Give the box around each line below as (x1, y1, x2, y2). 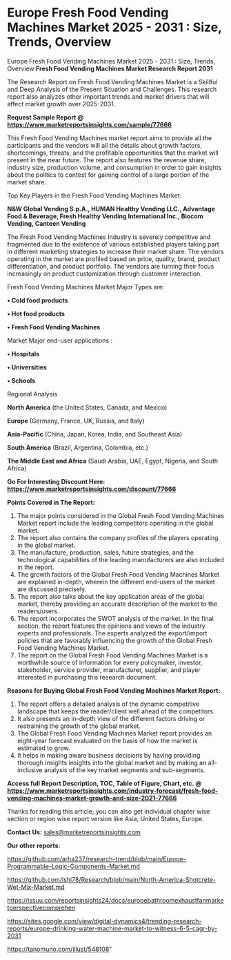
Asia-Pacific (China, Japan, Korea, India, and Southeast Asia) (7, 430, 183, 438)
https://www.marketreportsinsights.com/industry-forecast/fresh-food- (7, 786, 219, 795)
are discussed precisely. (17, 585, 87, 593)
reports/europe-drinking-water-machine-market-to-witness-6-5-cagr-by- (7, 924, 218, 932)
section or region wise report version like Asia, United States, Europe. (7, 814, 205, 823)
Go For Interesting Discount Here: (7, 477, 106, 486)
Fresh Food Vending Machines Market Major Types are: (7, 282, 165, 291)
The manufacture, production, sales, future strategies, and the (17, 548, 194, 557)
